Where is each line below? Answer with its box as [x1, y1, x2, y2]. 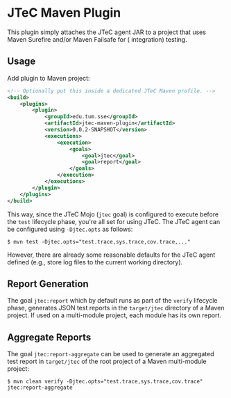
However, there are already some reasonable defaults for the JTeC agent [7, 250, 216, 259]
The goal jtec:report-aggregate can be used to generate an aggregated [7, 350, 214, 358]
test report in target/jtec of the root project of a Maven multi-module [7, 357, 207, 366]
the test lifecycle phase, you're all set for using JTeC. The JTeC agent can [7, 217, 221, 225]
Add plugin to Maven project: [7, 74, 90, 82]
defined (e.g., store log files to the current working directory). [7, 257, 183, 266]
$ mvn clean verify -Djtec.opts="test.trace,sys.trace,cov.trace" [7, 378, 203, 385]
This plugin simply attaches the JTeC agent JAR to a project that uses [7, 28, 207, 36]
